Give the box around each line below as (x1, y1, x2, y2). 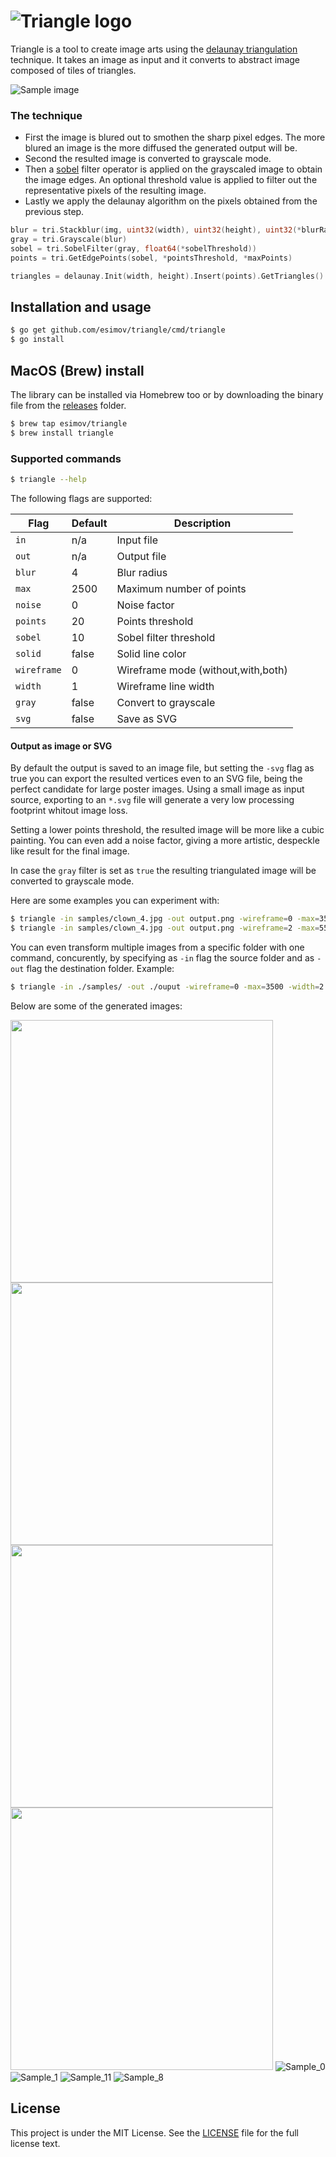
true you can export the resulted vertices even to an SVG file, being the (10, 773, 303, 785)
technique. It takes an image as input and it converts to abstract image (10, 53, 300, 65)
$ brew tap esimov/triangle (10, 418, 128, 429)
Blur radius (116, 565, 168, 579)
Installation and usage (10, 299, 152, 315)
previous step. (24, 206, 85, 218)
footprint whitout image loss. (10, 805, 128, 817)
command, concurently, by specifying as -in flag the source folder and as (10, 951, 315, 964)
